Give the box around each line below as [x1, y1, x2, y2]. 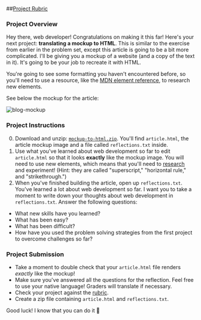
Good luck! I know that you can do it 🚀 [6, 307, 100, 314]
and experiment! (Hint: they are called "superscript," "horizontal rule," [14, 167, 187, 174]
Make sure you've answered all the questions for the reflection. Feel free [14, 276, 194, 283]
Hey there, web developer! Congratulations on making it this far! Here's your [6, 33, 194, 41]
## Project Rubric [6, 5, 48, 12]
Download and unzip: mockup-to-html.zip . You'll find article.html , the [14, 134, 190, 142]
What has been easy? [14, 216, 69, 223]
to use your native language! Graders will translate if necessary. [14, 282, 172, 290]
